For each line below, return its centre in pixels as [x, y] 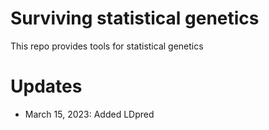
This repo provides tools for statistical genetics [107, 46]
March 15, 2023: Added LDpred [89, 114]
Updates [46, 86]
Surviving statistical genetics [135, 18]
